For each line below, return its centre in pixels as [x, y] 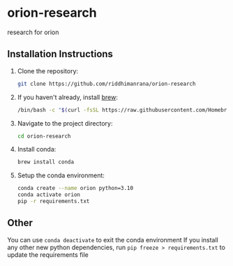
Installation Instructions [60, 54]
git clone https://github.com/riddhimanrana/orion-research [106, 84]
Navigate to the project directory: [65, 123]
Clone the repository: [48, 71]
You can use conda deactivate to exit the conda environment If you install [113, 239]
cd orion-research [44, 136]
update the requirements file [48, 254]
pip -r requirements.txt [53, 201]
